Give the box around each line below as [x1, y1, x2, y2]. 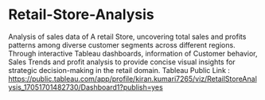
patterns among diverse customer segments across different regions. [8, 40, 236, 49]
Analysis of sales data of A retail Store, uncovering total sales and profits [8, 32, 247, 41]
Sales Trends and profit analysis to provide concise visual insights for [8, 57, 236, 67]
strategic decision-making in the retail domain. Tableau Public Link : [8, 65, 231, 75]
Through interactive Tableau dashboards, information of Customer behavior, [8, 48, 258, 58]
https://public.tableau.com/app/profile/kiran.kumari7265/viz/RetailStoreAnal [8, 74, 257, 83]
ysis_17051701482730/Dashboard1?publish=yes [8, 82, 163, 92]
